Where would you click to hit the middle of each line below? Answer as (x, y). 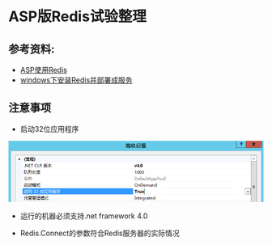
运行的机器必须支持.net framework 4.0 (84, 216)
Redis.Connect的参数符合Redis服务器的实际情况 (100, 233)
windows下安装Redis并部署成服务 (76, 80)
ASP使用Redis (43, 70)
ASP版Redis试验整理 (78, 17)
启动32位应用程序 (49, 129)
